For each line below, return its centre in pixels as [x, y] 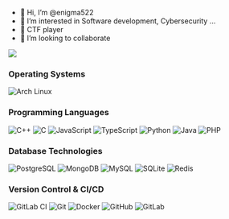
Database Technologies [55, 151]
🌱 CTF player [42, 29]
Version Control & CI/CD [56, 189]
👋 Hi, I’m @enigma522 [57, 12]
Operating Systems [47, 74]
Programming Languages [59, 113]
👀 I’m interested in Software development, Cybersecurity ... [118, 21]
